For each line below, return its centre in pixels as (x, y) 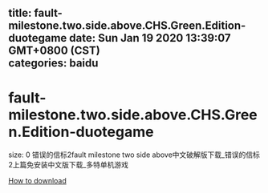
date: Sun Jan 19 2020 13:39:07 (150, 38)
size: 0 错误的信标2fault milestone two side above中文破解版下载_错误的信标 (134, 155)
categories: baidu (53, 63)
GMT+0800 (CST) (54, 51)
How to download (37, 181)
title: (20, 13)
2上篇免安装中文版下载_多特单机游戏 (68, 165)
